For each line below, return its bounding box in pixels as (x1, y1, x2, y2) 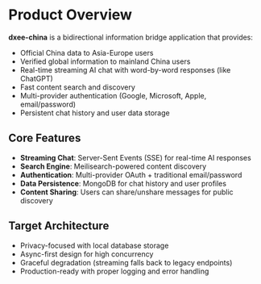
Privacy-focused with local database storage (19, 240, 169, 250)
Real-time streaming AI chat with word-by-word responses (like (19, 65, 231, 74)
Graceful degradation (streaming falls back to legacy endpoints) (19, 257, 233, 267)
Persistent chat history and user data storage (19, 107, 171, 118)
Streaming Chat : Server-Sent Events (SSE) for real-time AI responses (19, 152, 251, 162)
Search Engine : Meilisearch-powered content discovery (19, 161, 207, 171)
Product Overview (8, 6, 133, 24)
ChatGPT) (19, 73, 54, 83)
